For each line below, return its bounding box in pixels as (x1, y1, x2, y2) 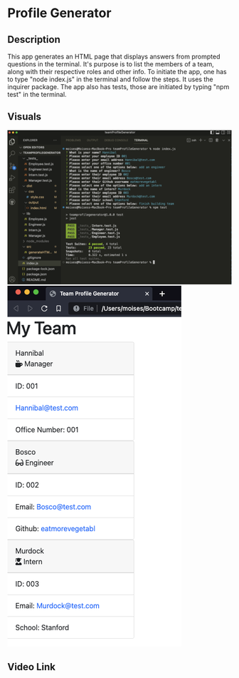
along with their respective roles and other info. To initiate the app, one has (7, 68, 228, 76)
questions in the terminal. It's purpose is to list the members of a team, (7, 60, 215, 68)
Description (7, 34, 60, 46)
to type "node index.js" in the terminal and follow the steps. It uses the (7, 75, 213, 83)
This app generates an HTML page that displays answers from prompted (7, 52, 221, 61)
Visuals (7, 111, 41, 123)
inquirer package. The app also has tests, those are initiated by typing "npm (7, 83, 230, 91)
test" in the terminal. (7, 91, 67, 98)
